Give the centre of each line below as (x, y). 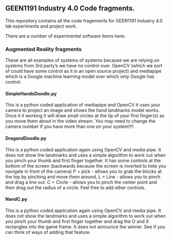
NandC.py (16, 199)
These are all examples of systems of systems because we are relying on (82, 60)
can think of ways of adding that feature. (48, 232)
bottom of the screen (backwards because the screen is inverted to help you (86, 166)
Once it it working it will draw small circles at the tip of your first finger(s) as (85, 116)
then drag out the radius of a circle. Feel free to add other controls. (76, 188)
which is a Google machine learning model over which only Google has (80, 76)
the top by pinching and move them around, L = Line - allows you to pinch (83, 177)
